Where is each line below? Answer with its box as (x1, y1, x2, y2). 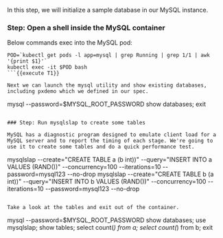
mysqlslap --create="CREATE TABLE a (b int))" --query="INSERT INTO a (7, 155, 213, 164)
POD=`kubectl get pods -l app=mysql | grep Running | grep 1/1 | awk (7, 52, 211, 59)
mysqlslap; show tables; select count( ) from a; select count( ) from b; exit (7, 224, 213, 232)
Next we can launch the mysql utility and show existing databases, (7, 82, 207, 89)
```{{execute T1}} (7, 70, 60, 77)
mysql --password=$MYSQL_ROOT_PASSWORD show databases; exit (7, 100, 206, 109)
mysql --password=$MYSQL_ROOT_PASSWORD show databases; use (7, 216, 207, 224)
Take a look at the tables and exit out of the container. (7, 204, 180, 211)
